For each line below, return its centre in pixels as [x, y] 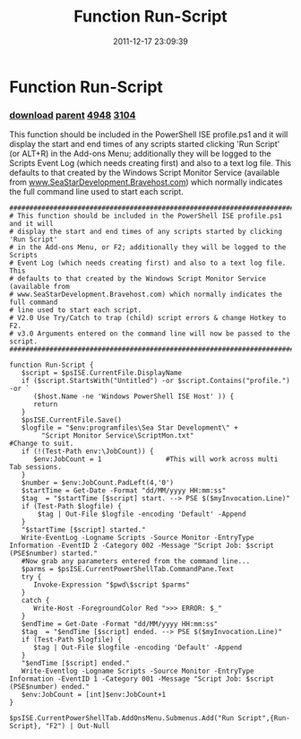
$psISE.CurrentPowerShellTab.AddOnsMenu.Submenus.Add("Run [122, 718]
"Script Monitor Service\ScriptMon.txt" [118, 436]
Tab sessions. [36, 467]
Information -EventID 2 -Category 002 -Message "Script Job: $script [142, 546]
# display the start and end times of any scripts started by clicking [146, 232]
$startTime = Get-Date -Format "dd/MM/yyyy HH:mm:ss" [124, 491]
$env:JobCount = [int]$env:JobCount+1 [94, 695]
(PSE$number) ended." [50, 687]
